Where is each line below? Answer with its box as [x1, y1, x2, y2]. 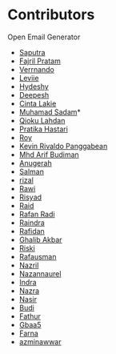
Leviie [18, 73, 39, 82]
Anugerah [18, 158, 53, 167]
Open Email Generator [7, 32, 81, 42]
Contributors [7, 6, 95, 24]
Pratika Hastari [18, 124, 69, 134]
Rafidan [18, 226, 45, 235]
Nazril [18, 260, 39, 270]
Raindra [18, 218, 45, 227]
